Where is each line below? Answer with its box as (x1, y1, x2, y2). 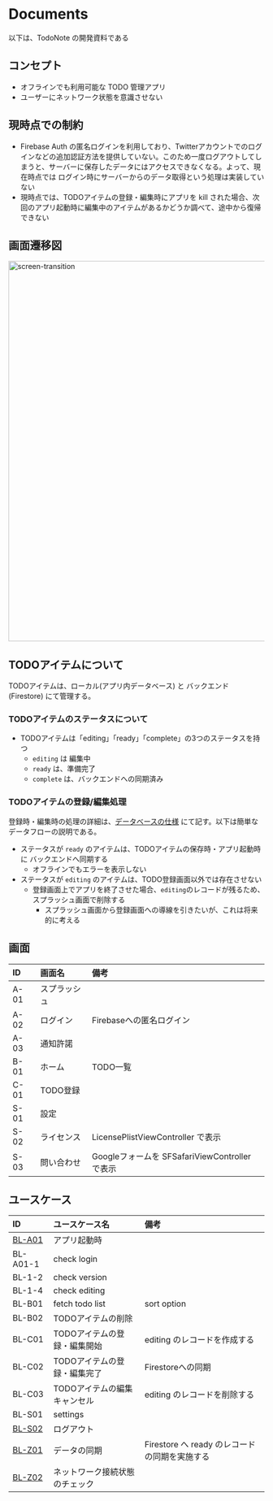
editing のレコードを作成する (144, 1334, 254, 1346)
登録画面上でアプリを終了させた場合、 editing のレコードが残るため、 (32, 884, 265, 894)
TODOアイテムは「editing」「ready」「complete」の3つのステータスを (19, 733, 253, 744)
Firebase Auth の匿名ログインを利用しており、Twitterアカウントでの (19, 141, 249, 151)
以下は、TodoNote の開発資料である (8, 33, 129, 42)
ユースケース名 (53, 1219, 110, 1230)
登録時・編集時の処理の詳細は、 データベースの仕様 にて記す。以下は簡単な (8, 816, 258, 826)
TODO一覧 (92, 1061, 132, 1073)
